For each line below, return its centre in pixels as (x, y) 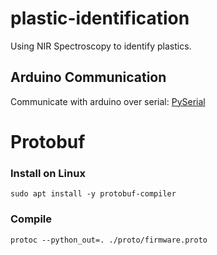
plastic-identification (100, 18)
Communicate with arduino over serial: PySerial (108, 101)
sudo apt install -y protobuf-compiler (93, 194)
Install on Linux (48, 173)
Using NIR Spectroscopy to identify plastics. (101, 46)
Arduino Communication (88, 77)
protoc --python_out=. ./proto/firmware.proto (109, 240)
